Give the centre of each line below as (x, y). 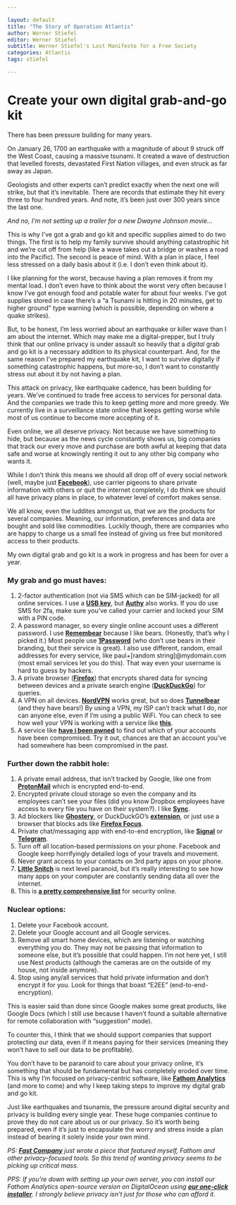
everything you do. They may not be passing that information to (110, 947)
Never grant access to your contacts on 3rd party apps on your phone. (120, 861)
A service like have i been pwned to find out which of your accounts (117, 731)
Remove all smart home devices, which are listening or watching (111, 940)
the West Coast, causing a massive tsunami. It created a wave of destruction (118, 156)
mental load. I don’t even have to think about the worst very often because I (117, 285)
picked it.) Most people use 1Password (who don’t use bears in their (117, 641)
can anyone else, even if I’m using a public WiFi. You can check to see (119, 715)
